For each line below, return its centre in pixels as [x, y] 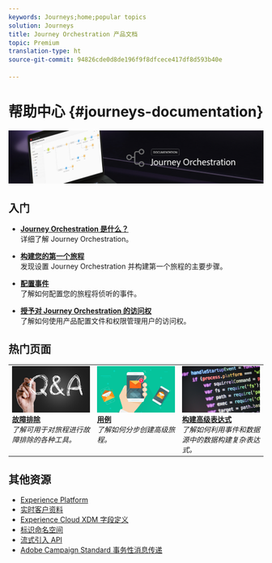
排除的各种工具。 [47, 439]
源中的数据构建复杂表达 [221, 439]
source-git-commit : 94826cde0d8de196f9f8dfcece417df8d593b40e [115, 60]
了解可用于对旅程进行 [47, 430]
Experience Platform [54, 500]
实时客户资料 [41, 509]
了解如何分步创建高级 [132, 430]
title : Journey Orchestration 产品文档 [73, 34]
